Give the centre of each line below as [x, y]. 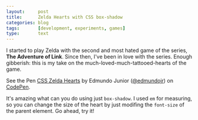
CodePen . [18, 87]
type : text [27, 34]
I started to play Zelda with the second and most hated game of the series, [97, 50]
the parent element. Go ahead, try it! [50, 111]
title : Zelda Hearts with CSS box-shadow [64, 17]
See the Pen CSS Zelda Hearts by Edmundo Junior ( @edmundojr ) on [90, 81]
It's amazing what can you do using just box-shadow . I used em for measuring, [99, 99]
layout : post [27, 12]
